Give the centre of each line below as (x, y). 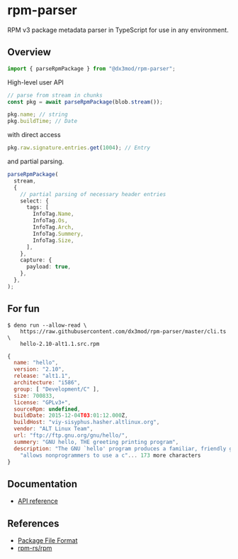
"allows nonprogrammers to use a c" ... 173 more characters (110, 455)
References (33, 523)
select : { (35, 201)
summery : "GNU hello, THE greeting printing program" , (96, 442)
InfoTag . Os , (51, 221)
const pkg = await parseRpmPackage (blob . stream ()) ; (85, 102)
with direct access (34, 135)
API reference (38, 501)
